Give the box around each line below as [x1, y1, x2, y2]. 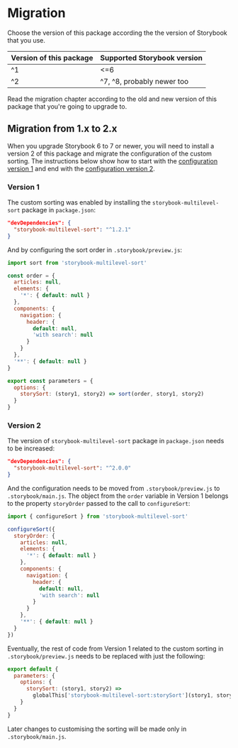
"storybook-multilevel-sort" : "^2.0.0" [13, 465, 132, 472]
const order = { [7, 272, 55, 279]
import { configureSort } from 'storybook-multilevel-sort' [7, 513, 189, 520]
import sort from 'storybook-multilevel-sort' [7, 259, 147, 266]
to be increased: [7, 444, 55, 452]
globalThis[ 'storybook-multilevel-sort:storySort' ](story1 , [33, 692, 214, 699]
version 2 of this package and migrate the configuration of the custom [7, 149, 212, 158]
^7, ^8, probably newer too [100, 76, 189, 86]
